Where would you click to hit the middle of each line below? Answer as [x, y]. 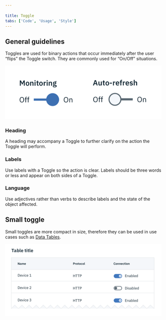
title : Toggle [20, 16]
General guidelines [35, 41]
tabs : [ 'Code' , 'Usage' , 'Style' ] [41, 21]
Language [18, 188]
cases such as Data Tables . [33, 237]
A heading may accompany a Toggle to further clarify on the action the [78, 141]
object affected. [21, 204]
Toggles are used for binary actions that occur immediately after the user [80, 53]
